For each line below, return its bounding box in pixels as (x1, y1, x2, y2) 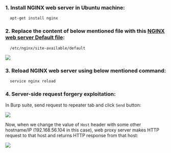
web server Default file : (5, 34, 65, 41)
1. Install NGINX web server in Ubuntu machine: (5, 4, 125, 11)
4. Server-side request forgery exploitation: (5, 90, 116, 97)
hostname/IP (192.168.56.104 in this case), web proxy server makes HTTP (5, 127, 160, 133)
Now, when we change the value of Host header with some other (5, 122, 141, 128)
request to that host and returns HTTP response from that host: (5, 133, 138, 139)
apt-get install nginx (10, 16, 58, 21)
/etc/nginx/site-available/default (10, 46, 86, 51)
